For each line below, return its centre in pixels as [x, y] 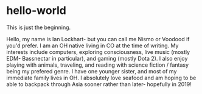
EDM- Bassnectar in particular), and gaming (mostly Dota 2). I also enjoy [97, 58]
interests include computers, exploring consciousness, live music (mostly [98, 52]
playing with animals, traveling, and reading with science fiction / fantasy [98, 65]
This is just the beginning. [39, 27]
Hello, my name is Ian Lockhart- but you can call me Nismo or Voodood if [98, 39]
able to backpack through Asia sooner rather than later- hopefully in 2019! [99, 84]
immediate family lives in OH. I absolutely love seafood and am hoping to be [101, 78]
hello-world [37, 11]
